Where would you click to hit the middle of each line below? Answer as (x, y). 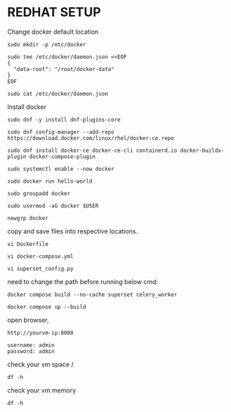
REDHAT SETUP (54, 12)
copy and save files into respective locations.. (73, 231)
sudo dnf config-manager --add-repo (61, 132)
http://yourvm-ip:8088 (40, 333)
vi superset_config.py (40, 269)
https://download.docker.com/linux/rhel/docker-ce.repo (91, 138)
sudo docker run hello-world (50, 181)
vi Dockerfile (28, 244)
